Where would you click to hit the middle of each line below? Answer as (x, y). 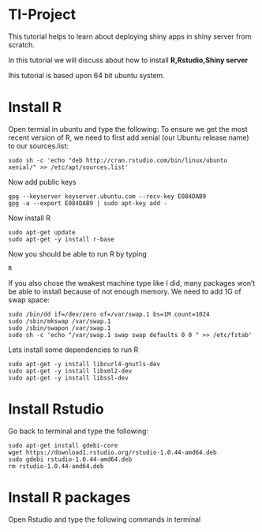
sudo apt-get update (42, 232)
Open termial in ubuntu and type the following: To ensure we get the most (128, 129)
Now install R (30, 218)
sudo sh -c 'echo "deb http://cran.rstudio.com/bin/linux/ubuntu (118, 160)
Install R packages (69, 497)
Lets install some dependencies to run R (73, 350)
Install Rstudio (56, 409)
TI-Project (42, 15)
